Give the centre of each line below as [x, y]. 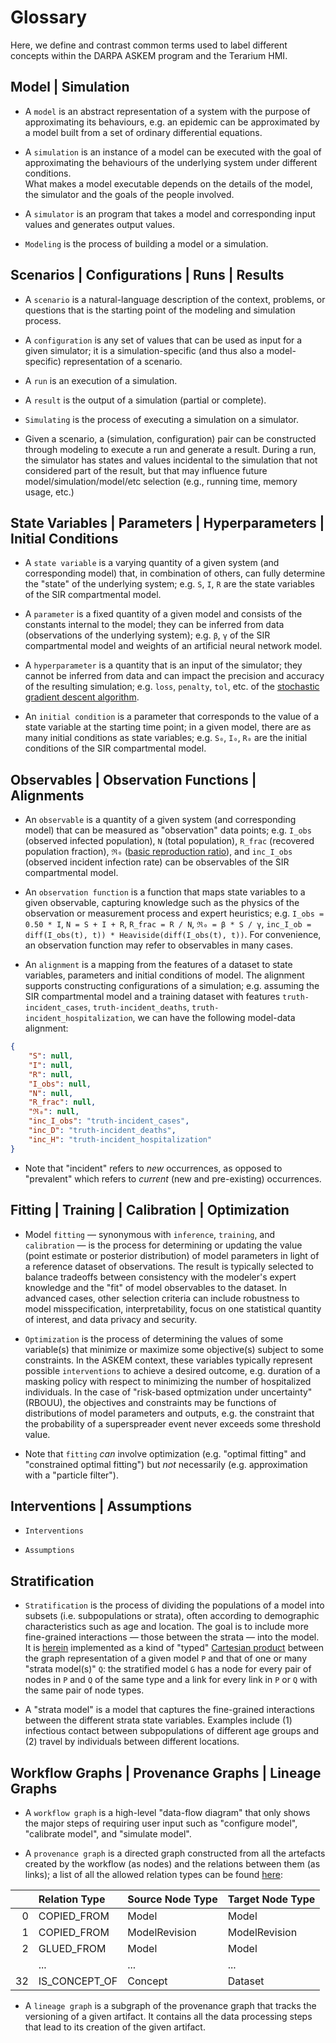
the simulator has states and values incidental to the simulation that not [171, 460]
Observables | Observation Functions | [133, 779]
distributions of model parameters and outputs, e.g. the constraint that [169, 1413]
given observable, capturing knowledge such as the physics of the [162, 903]
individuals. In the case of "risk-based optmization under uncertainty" [168, 1392]
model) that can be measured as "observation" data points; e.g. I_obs [168, 830]
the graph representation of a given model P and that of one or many [166, 1658]
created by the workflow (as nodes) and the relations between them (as [172, 1863]
